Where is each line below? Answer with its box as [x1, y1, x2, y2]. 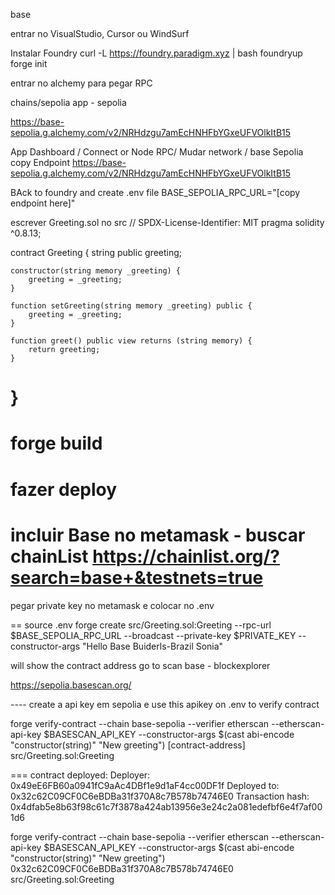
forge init [10, 58, 48, 69]
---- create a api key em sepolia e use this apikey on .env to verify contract [10, 698, 320, 710]
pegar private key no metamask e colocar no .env [10, 599, 215, 611]
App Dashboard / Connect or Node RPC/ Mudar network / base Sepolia [10, 146, 304, 158]
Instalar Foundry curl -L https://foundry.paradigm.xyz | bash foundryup [10, 47, 303, 59]
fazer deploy [10, 478, 118, 501]
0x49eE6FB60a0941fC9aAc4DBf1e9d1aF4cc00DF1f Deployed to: [10, 779, 280, 791]
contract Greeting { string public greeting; [10, 247, 183, 258]
